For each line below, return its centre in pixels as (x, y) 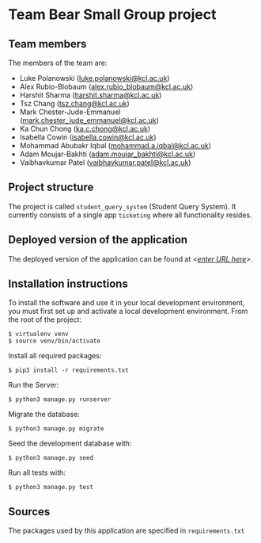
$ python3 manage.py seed (51, 458)
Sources (29, 512)
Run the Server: (34, 385)
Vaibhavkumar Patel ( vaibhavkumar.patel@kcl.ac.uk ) (105, 163)
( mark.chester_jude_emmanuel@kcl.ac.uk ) (89, 120)
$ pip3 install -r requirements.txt (68, 370)
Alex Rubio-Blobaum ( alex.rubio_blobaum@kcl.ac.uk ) (106, 86)
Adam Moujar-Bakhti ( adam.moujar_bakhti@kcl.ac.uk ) (108, 154)
